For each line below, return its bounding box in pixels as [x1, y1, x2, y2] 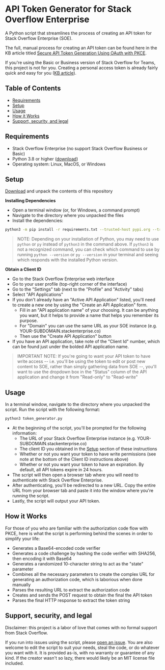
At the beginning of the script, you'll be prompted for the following [12, 425, 146, 430]
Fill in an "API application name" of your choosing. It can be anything [19, 307, 159, 313]
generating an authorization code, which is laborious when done [12, 576, 142, 582]
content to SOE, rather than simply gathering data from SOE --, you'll [17, 364, 157, 370]
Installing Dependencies [5, 198, 56, 204]
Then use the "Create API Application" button [19, 333, 112, 339]
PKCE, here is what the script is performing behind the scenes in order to [5, 530, 153, 536]
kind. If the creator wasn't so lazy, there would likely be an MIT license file [5, 655, 155, 661]
